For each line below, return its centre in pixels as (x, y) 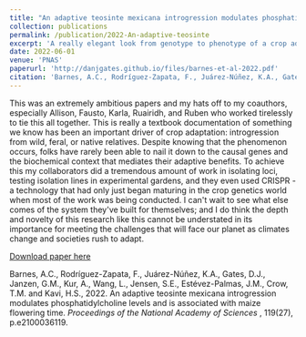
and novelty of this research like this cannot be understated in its (131, 219)
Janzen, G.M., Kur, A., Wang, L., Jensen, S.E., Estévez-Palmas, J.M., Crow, (149, 283)
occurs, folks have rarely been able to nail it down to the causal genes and (149, 151)
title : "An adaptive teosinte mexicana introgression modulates (134, 18)
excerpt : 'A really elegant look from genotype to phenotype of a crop (148, 43)
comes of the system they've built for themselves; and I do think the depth (149, 209)
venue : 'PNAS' (36, 60)
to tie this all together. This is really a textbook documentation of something (151, 122)
